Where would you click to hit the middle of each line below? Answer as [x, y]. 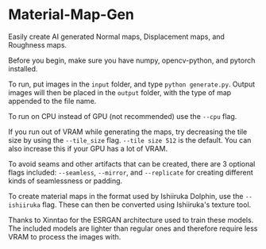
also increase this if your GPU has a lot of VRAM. [88, 148]
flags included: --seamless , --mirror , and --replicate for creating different [131, 172]
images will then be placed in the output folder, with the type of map [120, 92]
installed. [23, 68]
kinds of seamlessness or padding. [66, 181]
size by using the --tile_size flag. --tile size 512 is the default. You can [130, 140]
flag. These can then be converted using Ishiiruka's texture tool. [147, 205]
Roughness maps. [38, 44]
